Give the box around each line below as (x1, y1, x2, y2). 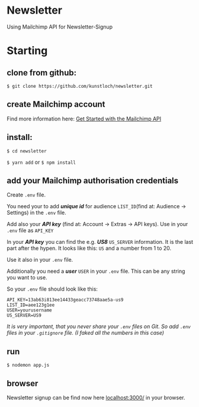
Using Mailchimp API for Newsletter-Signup (7, 23, 113, 30)
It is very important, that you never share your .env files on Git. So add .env (7, 323, 191, 330)
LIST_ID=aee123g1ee (7, 302, 55, 309)
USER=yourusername (7, 307, 52, 313)
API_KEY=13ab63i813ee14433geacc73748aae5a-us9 (7, 297, 124, 303)
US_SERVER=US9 (7, 313, 42, 319)
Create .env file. (7, 191, 46, 199)
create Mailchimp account (7, 99, 105, 110)
